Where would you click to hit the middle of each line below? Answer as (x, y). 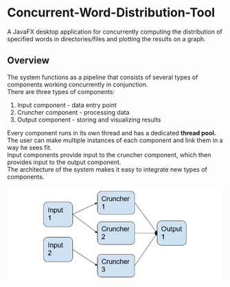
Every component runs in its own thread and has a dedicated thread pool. (112, 133)
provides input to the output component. (64, 162)
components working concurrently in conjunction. (78, 84)
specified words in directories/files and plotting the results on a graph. (106, 38)
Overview (28, 61)
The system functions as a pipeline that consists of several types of (103, 77)
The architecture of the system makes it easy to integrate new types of (107, 169)
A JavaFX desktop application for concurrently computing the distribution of (115, 32)
